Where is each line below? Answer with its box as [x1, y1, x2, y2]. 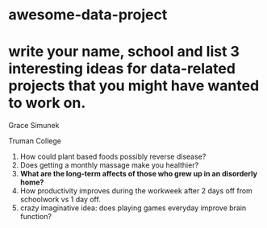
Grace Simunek [8, 121, 60, 131]
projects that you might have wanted [8, 77, 260, 95]
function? [19, 212, 52, 222]
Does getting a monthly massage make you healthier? [19, 160, 199, 170]
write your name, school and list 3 [8, 43, 240, 61]
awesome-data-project [8, 6, 168, 24]
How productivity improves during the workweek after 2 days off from [19, 186, 252, 196]
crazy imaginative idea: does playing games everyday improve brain [19, 203, 247, 213]
